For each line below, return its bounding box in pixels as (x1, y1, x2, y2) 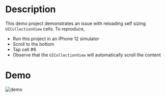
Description (5, 4, 56, 15)
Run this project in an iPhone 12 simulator (12, 36, 99, 42)
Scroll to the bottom (12, 41, 54, 47)
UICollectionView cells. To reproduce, (5, 25, 85, 31)
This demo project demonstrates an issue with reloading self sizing (5, 20, 146, 26)
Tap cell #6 (12, 46, 37, 52)
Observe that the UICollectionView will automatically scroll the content (12, 52, 161, 58)
